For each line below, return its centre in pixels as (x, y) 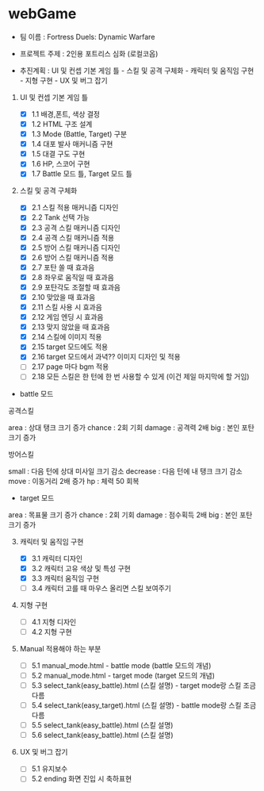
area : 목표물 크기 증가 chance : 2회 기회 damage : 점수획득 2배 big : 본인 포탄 (130, 515)
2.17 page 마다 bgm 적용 (70, 367)
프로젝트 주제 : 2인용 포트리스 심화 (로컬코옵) (89, 53)
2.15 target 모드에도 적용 (70, 347)
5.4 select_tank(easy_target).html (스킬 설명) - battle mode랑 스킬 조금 (144, 705)
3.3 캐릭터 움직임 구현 (65, 578)
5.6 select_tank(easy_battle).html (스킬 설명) (102, 735)
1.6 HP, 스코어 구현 (61, 164)
